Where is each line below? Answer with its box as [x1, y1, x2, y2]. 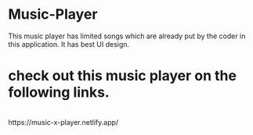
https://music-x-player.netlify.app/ [8, 117, 119, 126]
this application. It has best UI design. [8, 39, 130, 48]
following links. [8, 83, 110, 101]
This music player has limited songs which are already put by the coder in [8, 31, 246, 41]
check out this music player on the [8, 67, 237, 85]
